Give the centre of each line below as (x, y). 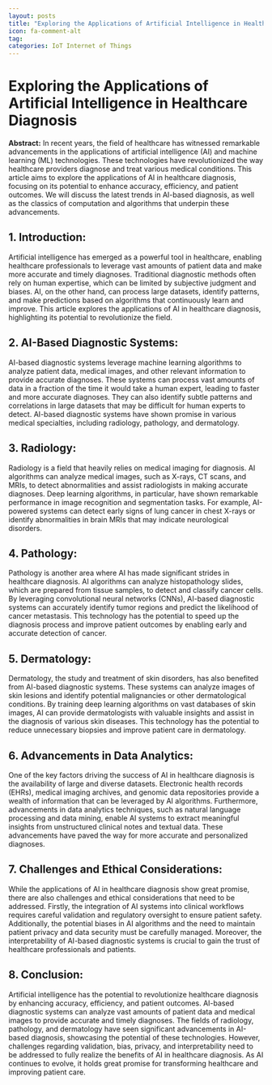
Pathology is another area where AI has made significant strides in (119, 573)
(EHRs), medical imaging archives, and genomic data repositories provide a (134, 792)
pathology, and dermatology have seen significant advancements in (121, 1029)
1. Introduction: (47, 237)
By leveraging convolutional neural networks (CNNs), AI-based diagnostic (132, 599)
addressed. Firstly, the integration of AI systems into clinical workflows (126, 906)
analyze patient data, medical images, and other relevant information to (127, 371)
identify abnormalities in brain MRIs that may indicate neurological (119, 519)
